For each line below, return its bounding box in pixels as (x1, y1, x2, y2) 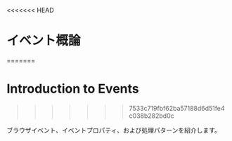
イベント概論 (6, 33, 82, 48)
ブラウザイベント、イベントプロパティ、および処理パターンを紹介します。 (6, 126, 221, 134)
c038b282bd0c (129, 112, 175, 120)
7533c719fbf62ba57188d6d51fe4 (129, 104, 226, 112)
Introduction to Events (6, 81, 139, 97)
